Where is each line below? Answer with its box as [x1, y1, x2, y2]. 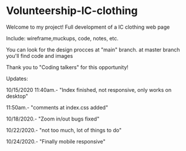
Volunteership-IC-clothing [6, 4, 138, 18]
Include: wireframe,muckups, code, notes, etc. [6, 35, 119, 42]
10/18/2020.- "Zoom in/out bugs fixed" [6, 115, 100, 122]
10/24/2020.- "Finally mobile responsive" [6, 138, 106, 145]
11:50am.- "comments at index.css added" [6, 104, 109, 111]
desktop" [6, 92, 28, 99]
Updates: [6, 75, 28, 82]
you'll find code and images [6, 52, 73, 59]
